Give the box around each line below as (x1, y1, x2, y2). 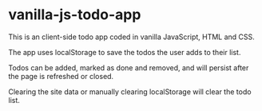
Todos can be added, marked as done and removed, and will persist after (8, 62, 249, 73)
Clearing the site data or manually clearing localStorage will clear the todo (8, 86, 252, 97)
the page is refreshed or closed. (8, 71, 114, 81)
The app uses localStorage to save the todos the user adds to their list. (8, 47, 241, 57)
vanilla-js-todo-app (8, 6, 141, 24)
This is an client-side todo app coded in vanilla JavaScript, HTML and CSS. (8, 32, 256, 42)
